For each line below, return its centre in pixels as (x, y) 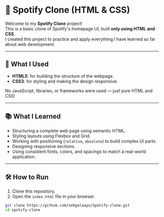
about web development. (30, 44)
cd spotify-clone (23, 210)
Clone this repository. (34, 191)
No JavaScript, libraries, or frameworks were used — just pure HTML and (79, 90)
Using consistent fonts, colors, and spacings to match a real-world (79, 152)
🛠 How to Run (27, 177)
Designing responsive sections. (44, 146)
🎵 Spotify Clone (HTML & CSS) (68, 10)
